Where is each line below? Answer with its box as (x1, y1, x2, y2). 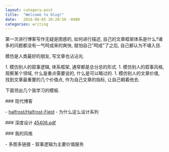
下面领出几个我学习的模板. (5, 87, 60, 94)
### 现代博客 (5, 98, 33, 104)
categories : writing (5, 21, 49, 27)
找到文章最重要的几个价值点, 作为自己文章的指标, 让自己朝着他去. (5, 77, 140, 83)
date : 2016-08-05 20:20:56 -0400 (5, 17, 80, 22)
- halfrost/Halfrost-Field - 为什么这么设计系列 (5, 109, 99, 115)
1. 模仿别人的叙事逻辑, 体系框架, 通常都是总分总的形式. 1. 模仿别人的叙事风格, (5, 64, 164, 70)
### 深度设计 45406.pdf (5, 120, 57, 126)
